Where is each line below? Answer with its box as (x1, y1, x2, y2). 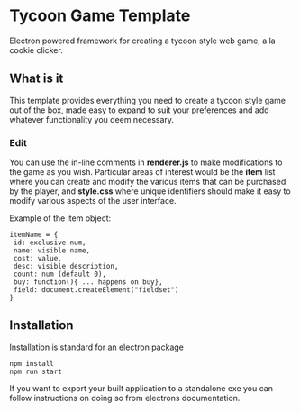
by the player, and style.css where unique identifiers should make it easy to (9, 186, 291, 197)
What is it (9, 71, 64, 87)
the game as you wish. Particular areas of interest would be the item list (9, 167, 276, 178)
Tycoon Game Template (9, 5, 191, 26)
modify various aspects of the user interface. (9, 196, 177, 206)
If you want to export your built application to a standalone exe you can (9, 382, 273, 393)
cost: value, (13, 254, 63, 263)
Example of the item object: (9, 213, 112, 224)
